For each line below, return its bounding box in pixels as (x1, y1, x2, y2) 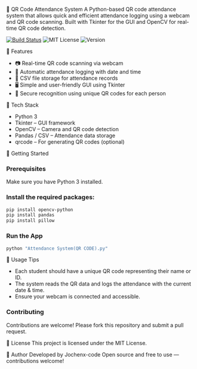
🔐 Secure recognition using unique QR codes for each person (14, 90, 166, 97)
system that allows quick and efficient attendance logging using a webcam (6, 12, 190, 19)
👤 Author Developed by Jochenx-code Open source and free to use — (6, 351, 179, 358)
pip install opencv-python (6, 206, 73, 213)
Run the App (6, 232, 43, 240)
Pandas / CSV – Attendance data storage (14, 132, 115, 139)
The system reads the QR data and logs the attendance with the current (14, 280, 192, 287)
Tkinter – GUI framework (14, 119, 76, 126)
